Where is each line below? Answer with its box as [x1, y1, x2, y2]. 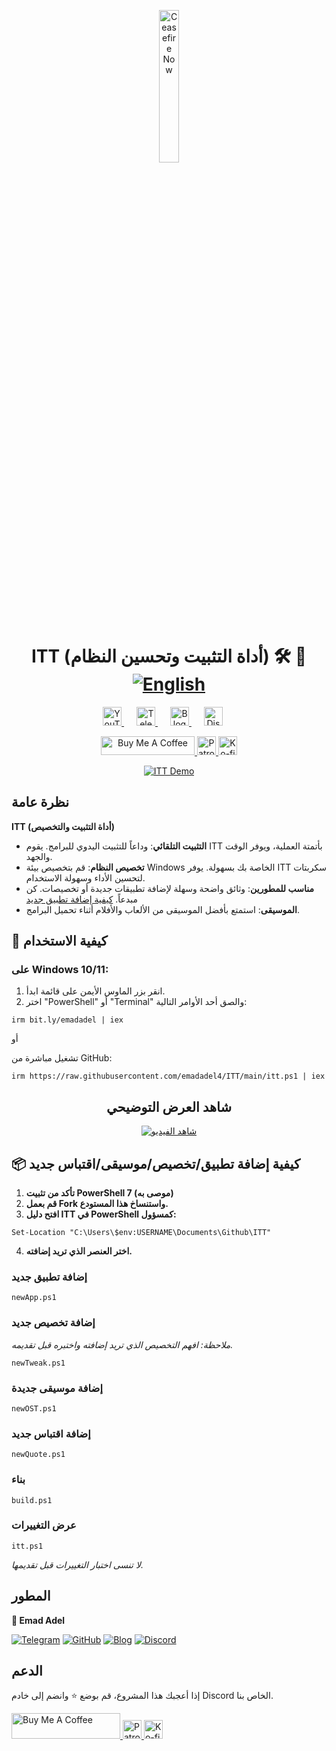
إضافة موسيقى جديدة [11, 1381, 103, 1395]
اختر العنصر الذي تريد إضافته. [25, 1245, 133, 1257]
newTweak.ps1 [11, 1358, 66, 1368]
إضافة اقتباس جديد [11, 1426, 91, 1440]
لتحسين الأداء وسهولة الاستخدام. [25, 871, 146, 884]
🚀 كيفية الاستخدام [11, 933, 108, 950]
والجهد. [25, 850, 53, 862]
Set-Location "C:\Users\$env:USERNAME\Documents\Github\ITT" [11, 1228, 272, 1238]
